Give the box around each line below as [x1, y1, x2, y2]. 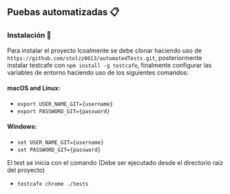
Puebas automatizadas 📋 [7, 6, 120, 18]
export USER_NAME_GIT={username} [17, 100, 114, 108]
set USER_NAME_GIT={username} [17, 139, 105, 146]
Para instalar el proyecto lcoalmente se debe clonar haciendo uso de [7, 46, 202, 55]
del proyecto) [7, 166, 45, 175]
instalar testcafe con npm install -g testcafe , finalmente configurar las [7, 61, 212, 69]
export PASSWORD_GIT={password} [17, 108, 110, 115]
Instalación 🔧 [7, 30, 52, 40]
